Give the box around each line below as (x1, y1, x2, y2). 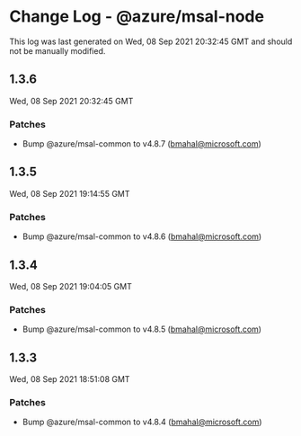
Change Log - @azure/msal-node (9, 6, 265, 27)
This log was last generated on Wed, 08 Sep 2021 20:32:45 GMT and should (9, 36, 293, 47)
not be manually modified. (9, 45, 106, 56)
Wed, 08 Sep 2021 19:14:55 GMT (9, 188, 130, 199)
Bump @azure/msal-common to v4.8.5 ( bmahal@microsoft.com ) (22, 324, 262, 334)
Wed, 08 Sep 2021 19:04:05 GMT (9, 280, 132, 291)
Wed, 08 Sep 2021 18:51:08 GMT (9, 374, 130, 385)
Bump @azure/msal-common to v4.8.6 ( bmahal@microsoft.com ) (22, 231, 262, 242)
